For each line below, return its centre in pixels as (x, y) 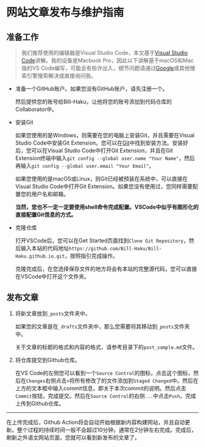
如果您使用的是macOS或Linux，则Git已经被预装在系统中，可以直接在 (101, 179)
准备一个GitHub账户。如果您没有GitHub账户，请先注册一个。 (92, 89)
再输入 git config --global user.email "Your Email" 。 (85, 166)
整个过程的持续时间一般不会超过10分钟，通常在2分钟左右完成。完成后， (107, 430)
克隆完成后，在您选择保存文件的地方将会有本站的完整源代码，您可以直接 (106, 269)
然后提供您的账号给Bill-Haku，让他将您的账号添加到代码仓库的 (93, 102)
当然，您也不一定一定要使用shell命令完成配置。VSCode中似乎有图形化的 (107, 207)
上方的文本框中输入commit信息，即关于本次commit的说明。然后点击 (101, 388)
